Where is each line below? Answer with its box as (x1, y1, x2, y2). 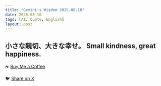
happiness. (5, 50, 41, 58)
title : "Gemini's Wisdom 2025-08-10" (5, 7, 85, 13)
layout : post (5, 21, 33, 27)
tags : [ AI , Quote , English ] (5, 17, 65, 22)
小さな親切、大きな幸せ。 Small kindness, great (5, 41, 156, 50)
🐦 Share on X (5, 75, 34, 81)
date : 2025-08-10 (5, 12, 42, 17)
